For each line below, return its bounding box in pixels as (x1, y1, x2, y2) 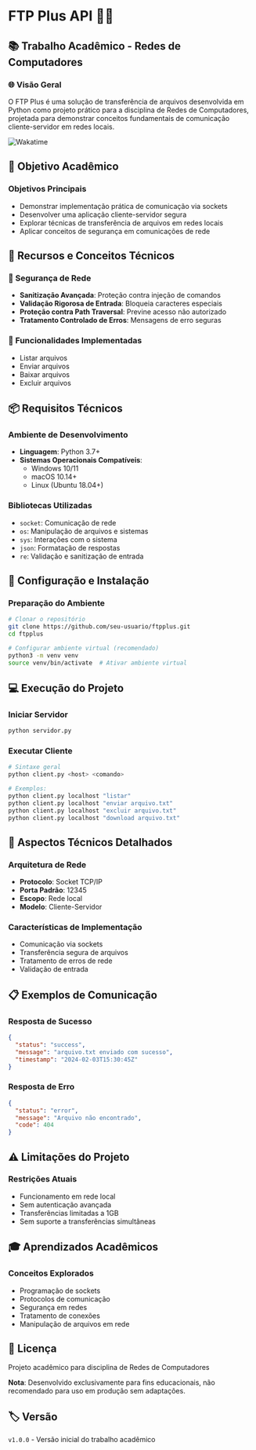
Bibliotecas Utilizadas (8, 500, 92, 511)
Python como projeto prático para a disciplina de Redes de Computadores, (8, 105, 249, 115)
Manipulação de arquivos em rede (19, 1319, 130, 1328)
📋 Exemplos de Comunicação (8, 988, 158, 1001)
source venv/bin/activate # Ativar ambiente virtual (8, 659, 188, 667)
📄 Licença (8, 1342, 57, 1355)
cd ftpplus (8, 630, 44, 638)
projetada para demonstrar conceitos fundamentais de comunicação (8, 113, 230, 123)
